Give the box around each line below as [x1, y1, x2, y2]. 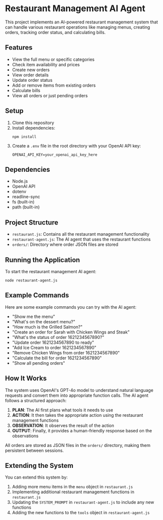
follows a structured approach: [5, 397, 67, 403]
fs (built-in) [12, 199, 35, 205]
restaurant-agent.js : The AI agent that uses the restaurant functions [12, 237, 151, 242]
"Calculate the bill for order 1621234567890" [12, 355, 102, 361]
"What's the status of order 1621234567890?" [12, 334, 105, 340]
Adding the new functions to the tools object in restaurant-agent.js [12, 510, 150, 516]
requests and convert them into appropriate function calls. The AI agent [5, 392, 148, 398]
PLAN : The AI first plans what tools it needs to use [12, 407, 113, 413]
